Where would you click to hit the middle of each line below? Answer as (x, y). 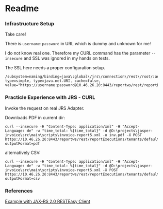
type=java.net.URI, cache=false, (67, 81)
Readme (22, 9)
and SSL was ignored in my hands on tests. (67, 58)
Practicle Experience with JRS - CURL (50, 97)
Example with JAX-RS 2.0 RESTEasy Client (48, 201)
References (19, 190)
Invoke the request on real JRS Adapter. (45, 108)
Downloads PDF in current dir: (35, 117)
